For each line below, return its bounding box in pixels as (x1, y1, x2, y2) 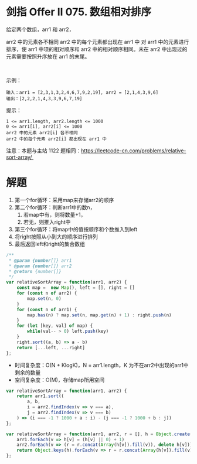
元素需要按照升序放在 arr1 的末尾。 (6, 53, 90, 60)
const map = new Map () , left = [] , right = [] (16, 285, 135, 291)
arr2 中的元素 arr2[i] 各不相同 (6, 129, 78, 135)
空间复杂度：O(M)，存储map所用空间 (14, 376, 105, 383)
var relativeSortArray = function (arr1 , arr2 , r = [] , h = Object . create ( (6, 431, 193, 437)
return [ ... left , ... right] (16, 344, 85, 350)
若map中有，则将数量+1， (23, 211, 86, 218)
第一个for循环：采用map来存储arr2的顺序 (14, 196, 114, 203)
